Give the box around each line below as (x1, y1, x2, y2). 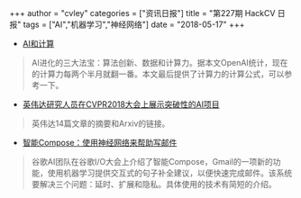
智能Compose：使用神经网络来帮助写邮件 (22, 138, 178, 148)
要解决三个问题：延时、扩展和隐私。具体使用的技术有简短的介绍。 (31, 179, 277, 189)
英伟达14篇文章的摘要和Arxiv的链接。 (31, 118, 170, 129)
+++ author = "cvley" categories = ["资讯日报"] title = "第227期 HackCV (9, 8, 276, 18)
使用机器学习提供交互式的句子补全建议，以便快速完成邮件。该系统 (47, 167, 293, 178)
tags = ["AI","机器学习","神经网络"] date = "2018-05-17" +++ (23, 19, 245, 30)
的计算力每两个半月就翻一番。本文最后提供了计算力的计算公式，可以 (31, 68, 285, 79)
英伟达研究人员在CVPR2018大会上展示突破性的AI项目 (22, 99, 220, 110)
